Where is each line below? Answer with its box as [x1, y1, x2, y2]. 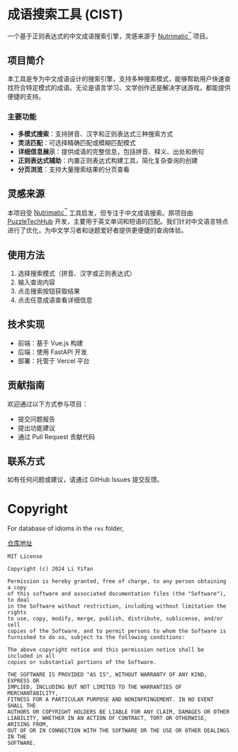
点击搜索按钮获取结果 [17, 286, 80, 295]
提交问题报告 [17, 414, 55, 423]
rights [7, 609, 27, 616]
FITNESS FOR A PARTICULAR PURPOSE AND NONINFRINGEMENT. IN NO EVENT [7, 696, 214, 704]
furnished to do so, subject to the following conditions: [7, 634, 186, 641]
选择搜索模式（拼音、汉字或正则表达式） [17, 269, 136, 277]
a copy [7, 584, 27, 591]
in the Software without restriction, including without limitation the [7, 603, 227, 610]
